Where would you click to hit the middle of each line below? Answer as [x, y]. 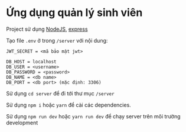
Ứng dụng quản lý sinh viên [74, 13]
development [22, 123]
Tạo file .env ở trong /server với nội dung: [57, 40]
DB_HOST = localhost [32, 62]
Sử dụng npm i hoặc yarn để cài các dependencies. [68, 105]
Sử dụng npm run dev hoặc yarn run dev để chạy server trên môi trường [94, 116]
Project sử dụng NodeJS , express [47, 29]
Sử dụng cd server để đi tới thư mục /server [60, 93]
